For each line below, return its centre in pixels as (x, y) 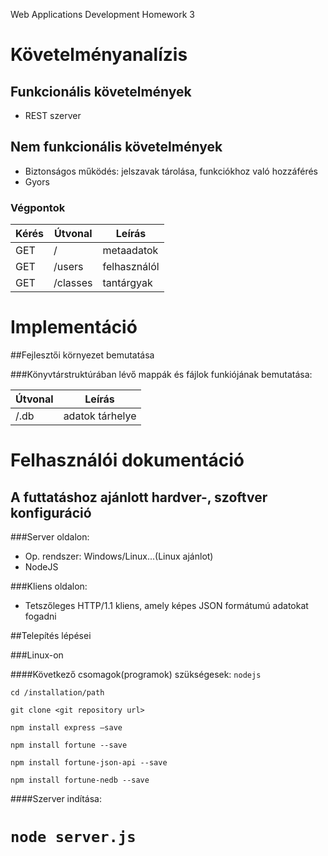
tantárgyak (127, 283)
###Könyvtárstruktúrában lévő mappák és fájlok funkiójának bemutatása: (161, 375)
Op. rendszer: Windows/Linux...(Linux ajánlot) (119, 556)
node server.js (73, 837)
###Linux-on (37, 655)
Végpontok (38, 207)
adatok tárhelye (100, 416)
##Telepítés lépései (51, 636)
